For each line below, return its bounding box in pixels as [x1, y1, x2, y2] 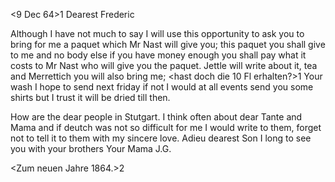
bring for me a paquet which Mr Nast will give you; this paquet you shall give [10, 39, 326, 50]
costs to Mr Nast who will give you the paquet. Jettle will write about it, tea [10, 60, 318, 71]
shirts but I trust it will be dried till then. [10, 92, 171, 103]
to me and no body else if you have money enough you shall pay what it [10, 49, 307, 61]
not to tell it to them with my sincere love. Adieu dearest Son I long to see [10, 132, 312, 144]
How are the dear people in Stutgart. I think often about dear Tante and [10, 111, 303, 123]
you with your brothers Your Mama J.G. [10, 143, 172, 154]
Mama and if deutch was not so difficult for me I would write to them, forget [10, 122, 322, 133]
